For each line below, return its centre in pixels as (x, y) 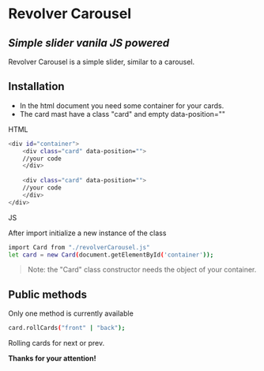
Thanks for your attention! (52, 358)
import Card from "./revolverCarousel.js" (79, 247)
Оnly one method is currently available (71, 313)
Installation (36, 86)
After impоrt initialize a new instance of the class (87, 233)
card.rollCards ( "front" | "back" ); (67, 328)
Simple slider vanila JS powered (89, 43)
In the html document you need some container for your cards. (122, 105)
